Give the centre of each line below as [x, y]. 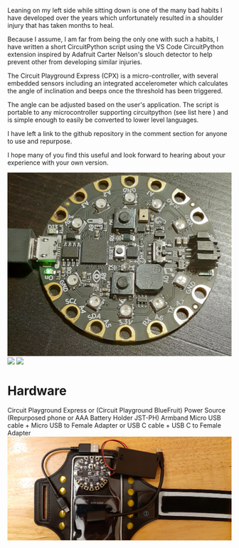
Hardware [37, 391]
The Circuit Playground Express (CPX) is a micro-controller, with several [113, 76]
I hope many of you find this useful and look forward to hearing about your [117, 155]
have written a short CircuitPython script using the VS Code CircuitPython [116, 47]
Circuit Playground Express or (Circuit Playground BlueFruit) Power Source [117, 410]
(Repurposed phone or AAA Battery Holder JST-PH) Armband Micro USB [115, 418]
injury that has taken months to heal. [61, 25]
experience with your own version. [58, 162]
